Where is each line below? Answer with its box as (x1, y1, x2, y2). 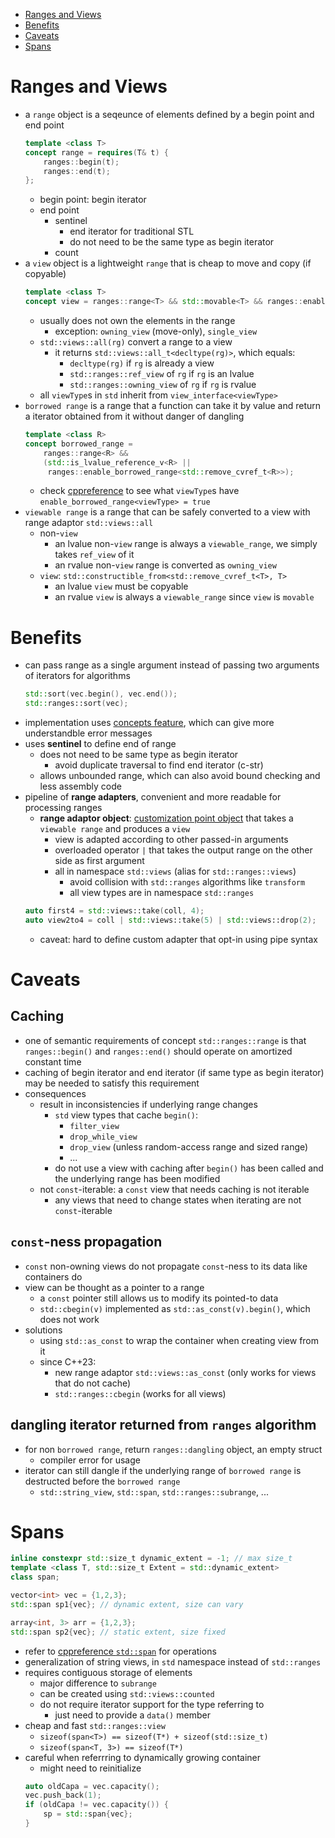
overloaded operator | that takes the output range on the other (54, 844, 313, 856)
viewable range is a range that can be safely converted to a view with (24, 506, 311, 518)
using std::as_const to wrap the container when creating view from (39, 1334, 320, 1346)
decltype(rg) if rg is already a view (69, 357, 215, 369)
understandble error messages (24, 727, 153, 739)
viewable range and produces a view (39, 823, 191, 835)
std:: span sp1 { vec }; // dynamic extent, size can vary (10, 1599, 244, 1609)
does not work (39, 1313, 100, 1325)
